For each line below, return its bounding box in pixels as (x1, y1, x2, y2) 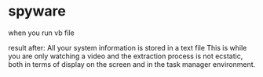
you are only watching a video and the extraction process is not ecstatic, (8, 51, 243, 61)
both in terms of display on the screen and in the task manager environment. (8, 59, 256, 68)
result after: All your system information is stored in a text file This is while (8, 43, 247, 52)
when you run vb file (8, 28, 75, 37)
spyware (8, 2, 67, 20)
